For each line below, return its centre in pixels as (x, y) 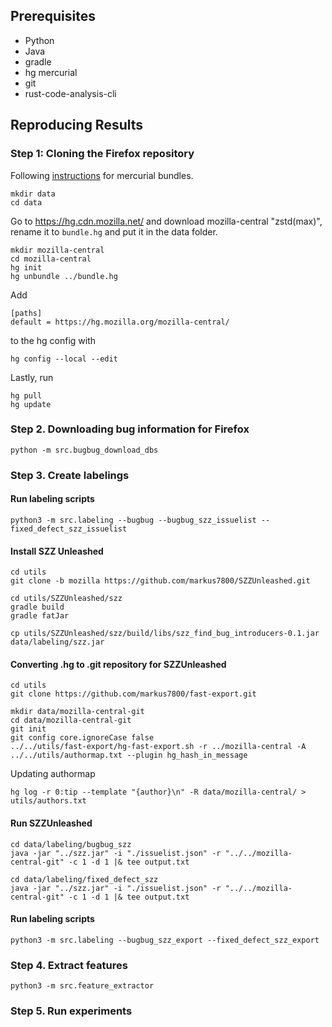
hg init (26, 267)
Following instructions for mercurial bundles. (102, 175)
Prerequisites (53, 16)
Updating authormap (53, 774)
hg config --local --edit (64, 359)
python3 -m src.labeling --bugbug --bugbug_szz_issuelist (133, 520)
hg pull (26, 395)
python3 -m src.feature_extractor (82, 986)
